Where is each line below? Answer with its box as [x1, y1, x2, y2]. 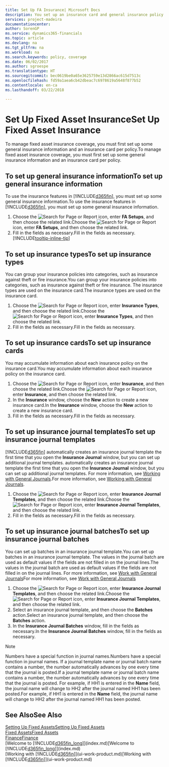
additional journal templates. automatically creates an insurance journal [5, 459, 153, 465]
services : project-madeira [5, 17, 62, 22]
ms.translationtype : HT [5, 69, 55, 74]
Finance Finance [5, 735, 39, 741]
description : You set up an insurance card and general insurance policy [5, 12, 164, 17]
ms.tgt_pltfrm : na [5, 45, 44, 50]
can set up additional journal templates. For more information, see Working [5, 470, 160, 476]
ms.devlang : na [5, 40, 37, 46]
